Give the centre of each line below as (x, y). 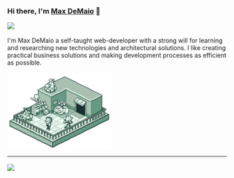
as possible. (24, 63)
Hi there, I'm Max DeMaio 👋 (54, 11)
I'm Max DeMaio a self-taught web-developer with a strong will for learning (115, 40)
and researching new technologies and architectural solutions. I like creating (117, 48)
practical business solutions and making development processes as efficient (117, 56)
